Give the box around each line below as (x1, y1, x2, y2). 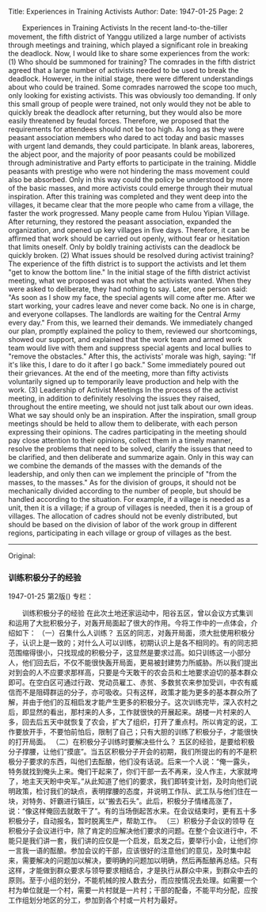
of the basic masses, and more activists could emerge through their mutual (8, 184, 253, 192)
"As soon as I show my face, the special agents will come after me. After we (8, 293, 256, 302)
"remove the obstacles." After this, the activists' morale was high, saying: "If (8, 351, 256, 361)
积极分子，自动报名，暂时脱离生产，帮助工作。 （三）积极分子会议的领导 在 (8, 816, 255, 826)
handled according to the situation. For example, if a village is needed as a (8, 495, 251, 503)
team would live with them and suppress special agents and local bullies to (8, 344, 252, 352)
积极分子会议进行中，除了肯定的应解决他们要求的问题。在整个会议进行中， (8, 826, 251, 836)
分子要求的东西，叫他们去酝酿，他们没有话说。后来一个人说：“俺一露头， (14, 757, 255, 766)
